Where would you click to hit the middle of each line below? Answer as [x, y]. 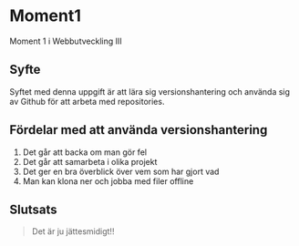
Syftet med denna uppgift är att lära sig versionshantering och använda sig [149, 91]
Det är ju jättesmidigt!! [73, 231]
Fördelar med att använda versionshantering [139, 130]
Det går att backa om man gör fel [85, 152]
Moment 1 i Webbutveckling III [66, 41]
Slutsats [33, 209]
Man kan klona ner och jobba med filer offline [108, 181]
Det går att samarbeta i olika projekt [90, 161]
